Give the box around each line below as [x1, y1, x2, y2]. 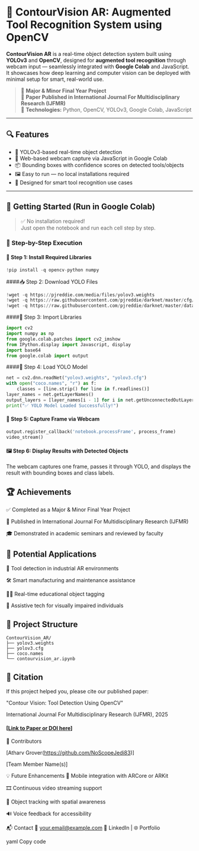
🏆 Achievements [6, 487, 72, 497]
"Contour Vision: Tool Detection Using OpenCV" [6, 699, 123, 706]
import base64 [6, 347, 41, 353]
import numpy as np [6, 331, 54, 337]
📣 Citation [6, 672, 43, 682]
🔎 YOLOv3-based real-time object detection [14, 148, 123, 155]
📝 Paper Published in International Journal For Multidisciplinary [20, 93, 180, 101]
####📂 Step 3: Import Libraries [6, 313, 82, 321]
